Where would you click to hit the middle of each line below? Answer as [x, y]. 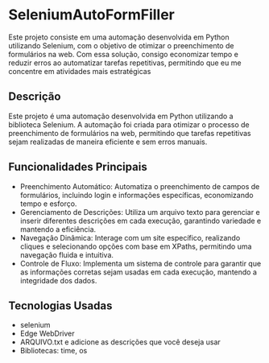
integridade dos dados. [58, 280]
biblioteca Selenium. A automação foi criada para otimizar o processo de [129, 124]
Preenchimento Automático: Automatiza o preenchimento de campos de [140, 186]
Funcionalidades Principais [78, 167]
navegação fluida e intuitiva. [67, 254]
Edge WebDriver [47, 334]
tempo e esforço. [48, 204]
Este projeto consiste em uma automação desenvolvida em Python [119, 37]
